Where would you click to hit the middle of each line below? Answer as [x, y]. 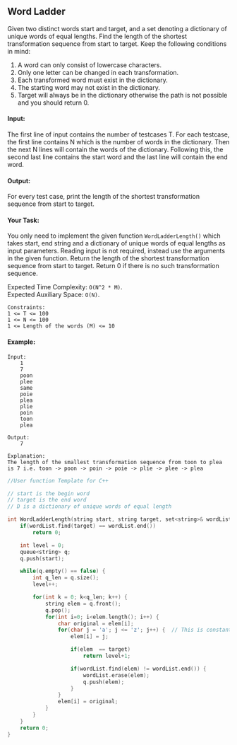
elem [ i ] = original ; [88, 702]
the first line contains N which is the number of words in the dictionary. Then [119, 142]
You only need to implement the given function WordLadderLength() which [114, 236]
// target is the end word [47, 500]
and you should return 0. [53, 103]
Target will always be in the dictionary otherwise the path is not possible [122, 95]
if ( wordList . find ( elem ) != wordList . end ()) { [138, 669]
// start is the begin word [49, 493]
